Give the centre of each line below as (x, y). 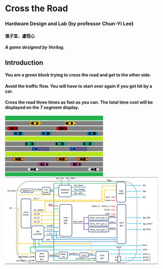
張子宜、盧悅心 (20, 36)
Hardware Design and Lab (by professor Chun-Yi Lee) (69, 24)
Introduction (24, 63)
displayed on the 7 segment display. (42, 108)
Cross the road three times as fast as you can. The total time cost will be (79, 102)
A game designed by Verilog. (35, 47)
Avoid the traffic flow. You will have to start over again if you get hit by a (79, 86)
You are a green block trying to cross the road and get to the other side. (78, 75)
